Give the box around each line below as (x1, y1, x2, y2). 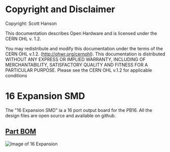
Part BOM (5, 127, 37, 136)
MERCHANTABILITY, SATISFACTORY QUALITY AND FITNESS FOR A (5, 62, 148, 68)
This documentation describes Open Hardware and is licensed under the (5, 30, 157, 36)
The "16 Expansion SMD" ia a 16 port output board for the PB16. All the (5, 107, 152, 113)
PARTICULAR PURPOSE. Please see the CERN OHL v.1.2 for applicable (5, 67, 152, 73)
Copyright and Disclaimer (5, 4, 116, 15)
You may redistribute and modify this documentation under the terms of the (5, 45, 163, 51)
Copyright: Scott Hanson (5, 20, 57, 26)
